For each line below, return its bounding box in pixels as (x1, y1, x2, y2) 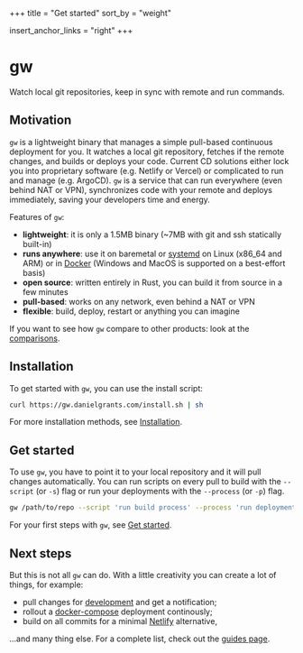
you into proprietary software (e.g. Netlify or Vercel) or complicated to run (9, 165, 284, 176)
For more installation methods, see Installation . (9, 417, 183, 428)
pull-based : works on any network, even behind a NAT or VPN (22, 296, 255, 307)
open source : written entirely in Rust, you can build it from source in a (22, 277, 282, 288)
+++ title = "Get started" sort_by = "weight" (9, 8, 171, 18)
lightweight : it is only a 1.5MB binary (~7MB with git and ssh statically (22, 229, 282, 240)
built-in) (22, 238, 52, 249)
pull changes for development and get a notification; (22, 596, 217, 607)
